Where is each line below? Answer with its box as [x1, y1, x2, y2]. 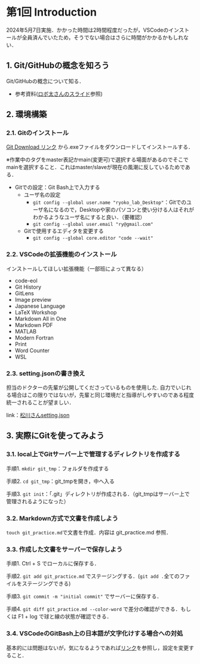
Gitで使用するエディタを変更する [23, 228, 104, 235]
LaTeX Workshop [14, 308, 57, 316]
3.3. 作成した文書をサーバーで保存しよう [6, 545, 123, 553]
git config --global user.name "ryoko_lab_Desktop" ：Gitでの [32, 198, 187, 206]
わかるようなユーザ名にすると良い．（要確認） [32, 213, 146, 221]
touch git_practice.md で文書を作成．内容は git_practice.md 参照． [6, 529, 172, 536]
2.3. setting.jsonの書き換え [6, 369, 85, 377]
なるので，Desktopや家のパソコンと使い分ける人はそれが [53, 206, 195, 213]
